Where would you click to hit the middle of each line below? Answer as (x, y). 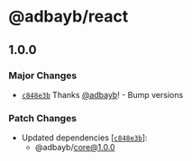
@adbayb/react (69, 17)
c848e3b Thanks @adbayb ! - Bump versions (102, 94)
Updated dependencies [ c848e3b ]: (84, 138)
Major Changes (43, 76)
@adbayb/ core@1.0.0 (75, 148)
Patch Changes (43, 118)
